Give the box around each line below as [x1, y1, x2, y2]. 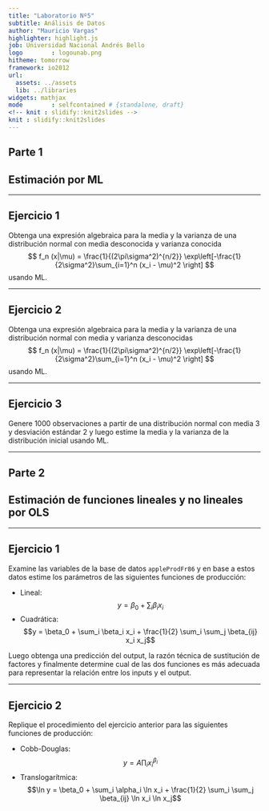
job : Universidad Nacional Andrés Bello [8, 42, 146, 50]
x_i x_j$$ [125, 636, 156, 645]
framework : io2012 [8, 64, 70, 72]
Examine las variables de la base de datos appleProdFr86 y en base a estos [8, 564, 255, 573]
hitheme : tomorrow [8, 57, 70, 65]
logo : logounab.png [8, 49, 102, 57]
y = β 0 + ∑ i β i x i [117, 600, 164, 612]
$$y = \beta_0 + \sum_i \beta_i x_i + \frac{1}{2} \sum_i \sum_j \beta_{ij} [23, 627, 258, 636]
